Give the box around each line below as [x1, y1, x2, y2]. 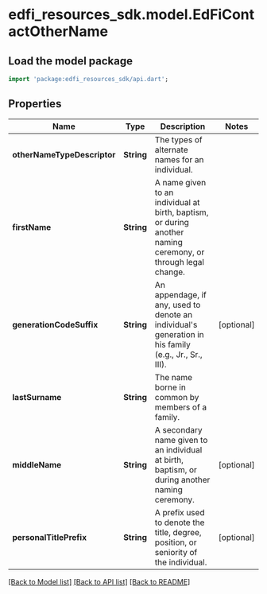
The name [154, 371, 193, 382]
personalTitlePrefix [12, 531, 87, 542]
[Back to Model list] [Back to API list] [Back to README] [8, 577, 191, 586]
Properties [8, 97, 62, 111]
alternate [154, 144, 188, 155]
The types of [154, 134, 203, 145]
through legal [154, 256, 205, 267]
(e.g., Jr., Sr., [154, 348, 203, 359]
